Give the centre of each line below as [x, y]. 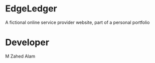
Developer [27, 42]
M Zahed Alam [20, 56]
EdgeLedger [31, 9]
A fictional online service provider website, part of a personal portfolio [77, 22]
